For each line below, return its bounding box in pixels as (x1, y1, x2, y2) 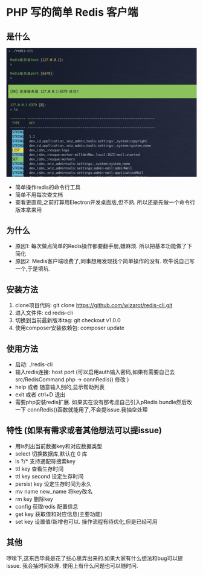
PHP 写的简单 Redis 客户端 (6, 5, 138, 19)
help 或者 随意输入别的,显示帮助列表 (14, 384, 105, 391)
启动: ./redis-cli (14, 361, 53, 368)
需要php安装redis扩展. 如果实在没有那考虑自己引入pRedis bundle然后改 (14, 399, 192, 406)
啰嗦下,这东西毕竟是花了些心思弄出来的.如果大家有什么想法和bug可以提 (6, 554, 183, 562)
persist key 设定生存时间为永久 (14, 480, 92, 488)
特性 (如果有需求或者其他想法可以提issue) (6, 425, 162, 436)
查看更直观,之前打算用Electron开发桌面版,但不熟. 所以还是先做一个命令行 (14, 199, 196, 206)
